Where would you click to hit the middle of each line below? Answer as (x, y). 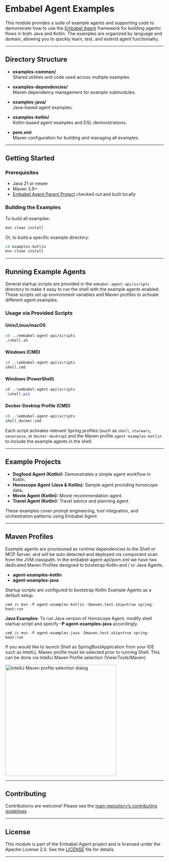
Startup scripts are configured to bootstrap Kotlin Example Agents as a (78, 590)
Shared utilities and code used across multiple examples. (71, 77)
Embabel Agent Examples (60, 9)
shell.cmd (16, 367)
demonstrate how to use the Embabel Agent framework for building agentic (83, 28)
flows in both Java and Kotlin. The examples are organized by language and (84, 33)
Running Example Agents (46, 271)
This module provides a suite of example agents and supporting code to (80, 23)
